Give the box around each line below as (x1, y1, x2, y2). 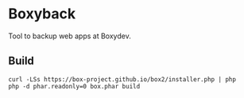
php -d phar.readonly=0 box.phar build (8, 82, 141, 90)
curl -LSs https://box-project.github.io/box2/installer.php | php (8, 75, 237, 84)
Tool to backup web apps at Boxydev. (8, 31, 131, 41)
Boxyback (8, 5, 76, 23)
